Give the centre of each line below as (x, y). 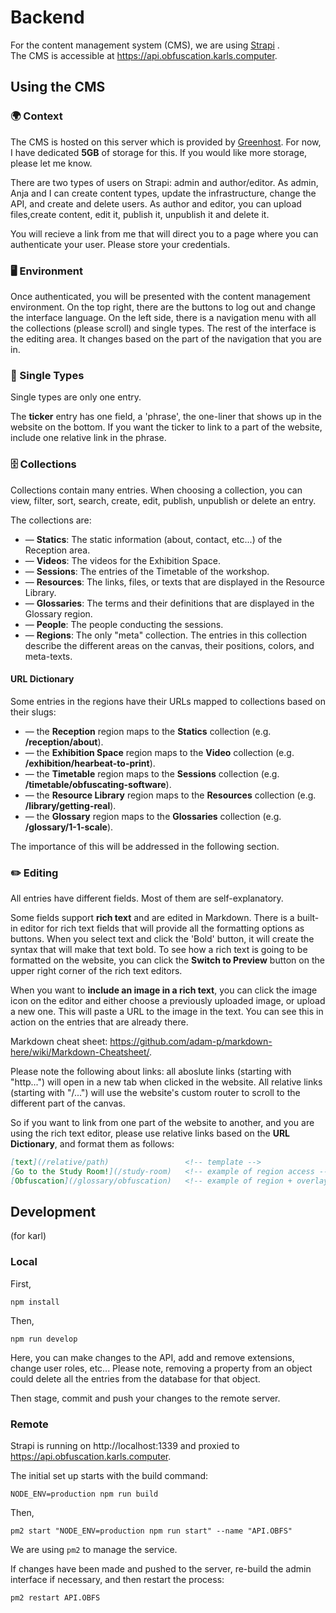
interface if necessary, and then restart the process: (117, 1580)
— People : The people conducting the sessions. (124, 624)
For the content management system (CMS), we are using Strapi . (145, 45)
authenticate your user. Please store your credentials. (120, 244)
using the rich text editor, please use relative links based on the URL (150, 1133)
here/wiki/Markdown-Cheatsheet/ (80, 1052)
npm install (35, 1302)
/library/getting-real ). (70, 805)
